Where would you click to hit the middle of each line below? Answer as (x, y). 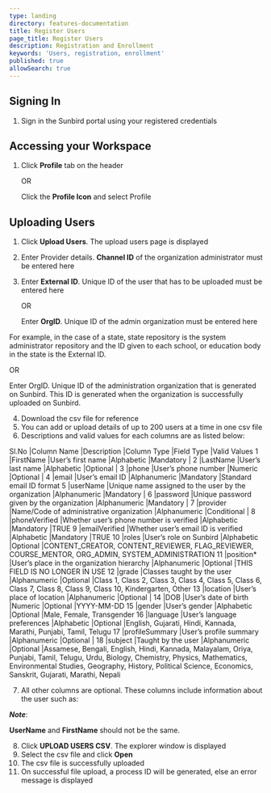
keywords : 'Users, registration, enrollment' (87, 53)
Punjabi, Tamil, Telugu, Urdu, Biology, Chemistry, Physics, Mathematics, (129, 658)
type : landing (33, 16)
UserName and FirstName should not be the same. (95, 730)
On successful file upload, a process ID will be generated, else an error (139, 772)
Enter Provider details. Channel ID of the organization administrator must (142, 257)
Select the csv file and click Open (77, 755)
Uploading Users (52, 222)
